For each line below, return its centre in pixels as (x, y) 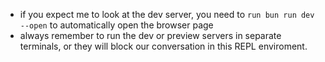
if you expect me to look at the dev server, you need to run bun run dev (167, 14)
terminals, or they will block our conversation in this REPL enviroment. (163, 46)
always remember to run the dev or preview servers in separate (150, 35)
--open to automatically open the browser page (116, 25)
